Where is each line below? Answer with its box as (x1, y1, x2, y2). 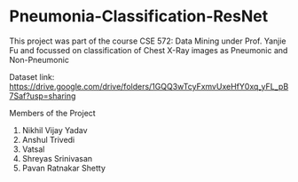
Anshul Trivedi (21, 134, 75, 145)
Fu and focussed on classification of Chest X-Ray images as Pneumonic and (9, 44, 288, 55)
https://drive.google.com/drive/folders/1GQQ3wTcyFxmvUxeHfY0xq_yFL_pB (9, 81, 289, 91)
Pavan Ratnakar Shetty (21, 162, 106, 173)
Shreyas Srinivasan (21, 153, 93, 163)
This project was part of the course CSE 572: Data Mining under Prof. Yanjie (9, 36, 286, 46)
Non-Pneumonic (9, 54, 69, 65)
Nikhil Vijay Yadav (21, 124, 88, 135)
